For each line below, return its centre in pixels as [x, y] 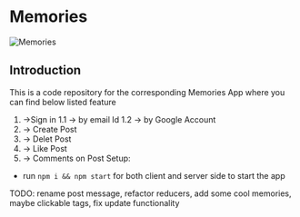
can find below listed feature [63, 102]
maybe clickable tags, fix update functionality [95, 202]
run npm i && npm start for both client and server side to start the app [154, 175]
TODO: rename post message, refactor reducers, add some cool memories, [151, 193]
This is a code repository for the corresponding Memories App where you [147, 92]
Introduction [45, 70]
